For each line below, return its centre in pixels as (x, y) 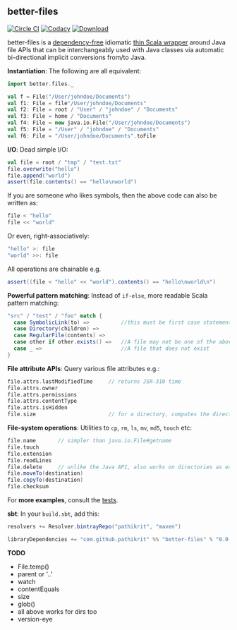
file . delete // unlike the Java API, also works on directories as (115, 467)
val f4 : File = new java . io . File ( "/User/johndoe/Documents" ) (99, 123)
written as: (23, 203)
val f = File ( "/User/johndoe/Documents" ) (69, 97)
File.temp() (33, 567)
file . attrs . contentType (42, 401)
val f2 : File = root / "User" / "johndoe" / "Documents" (93, 110)
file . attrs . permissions (42, 394)
